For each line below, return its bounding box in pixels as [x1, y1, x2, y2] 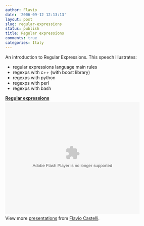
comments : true [5, 36, 37, 41]
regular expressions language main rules [12, 64, 98, 70]
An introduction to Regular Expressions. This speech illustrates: [5, 54, 137, 60]
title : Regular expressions [5, 31, 65, 36]
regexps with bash [12, 85, 52, 91]
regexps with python [12, 74, 56, 81]
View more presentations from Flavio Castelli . [5, 215, 100, 221]
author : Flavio [5, 7, 37, 13]
